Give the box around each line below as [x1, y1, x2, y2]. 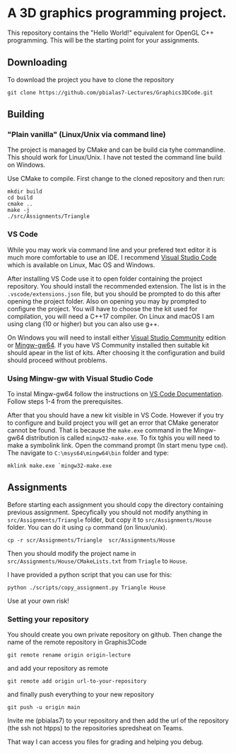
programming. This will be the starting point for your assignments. [7, 35, 200, 44]
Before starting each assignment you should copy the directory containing [7, 500, 224, 508]
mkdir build [7, 188, 42, 196]
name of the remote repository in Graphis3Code [7, 638, 147, 647]
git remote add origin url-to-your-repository [7, 678, 147, 685]
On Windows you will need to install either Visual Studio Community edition [7, 333, 226, 342]
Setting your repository [7, 614, 89, 624]
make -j [7, 207, 30, 214]
